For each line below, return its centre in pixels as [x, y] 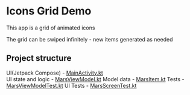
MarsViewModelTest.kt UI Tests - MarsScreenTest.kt [71, 85]
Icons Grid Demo [49, 11]
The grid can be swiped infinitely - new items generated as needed [90, 39]
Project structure [39, 58]
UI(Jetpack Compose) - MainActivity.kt [55, 73]
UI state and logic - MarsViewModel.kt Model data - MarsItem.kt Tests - [95, 79]
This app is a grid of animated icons [51, 28]
